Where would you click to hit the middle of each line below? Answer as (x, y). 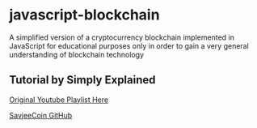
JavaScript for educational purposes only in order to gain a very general (129, 45)
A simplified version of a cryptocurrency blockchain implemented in (122, 37)
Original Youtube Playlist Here (59, 100)
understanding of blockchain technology (77, 54)
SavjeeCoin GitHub (41, 115)
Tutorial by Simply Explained (82, 80)
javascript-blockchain (84, 15)
